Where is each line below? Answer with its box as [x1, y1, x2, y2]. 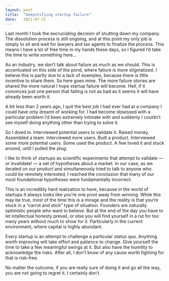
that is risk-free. [5, 255, 39, 261]
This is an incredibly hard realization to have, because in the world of [5, 186, 149, 192]
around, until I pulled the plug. [5, 146, 68, 152]
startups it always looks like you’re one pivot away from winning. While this [5, 192, 161, 198]
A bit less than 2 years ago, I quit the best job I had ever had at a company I [5, 104, 162, 110]
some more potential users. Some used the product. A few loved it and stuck [5, 140, 164, 146]
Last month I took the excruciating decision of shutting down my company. [5, 31, 160, 37]
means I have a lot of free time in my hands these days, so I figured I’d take [5, 46, 161, 53]
